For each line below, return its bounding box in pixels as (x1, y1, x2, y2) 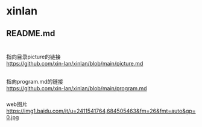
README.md (6, 28, 55, 39)
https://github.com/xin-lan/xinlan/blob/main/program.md (6, 85, 147, 92)
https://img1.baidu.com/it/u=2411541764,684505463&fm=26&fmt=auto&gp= (6, 107, 196, 115)
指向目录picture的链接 (6, 53, 62, 60)
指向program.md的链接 (6, 78, 63, 85)
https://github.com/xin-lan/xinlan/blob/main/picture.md (6, 60, 144, 67)
